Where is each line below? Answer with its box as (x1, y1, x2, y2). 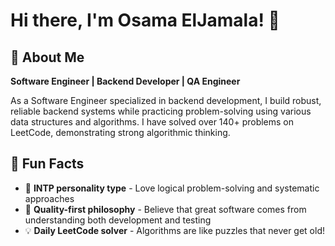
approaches (24, 192, 75, 204)
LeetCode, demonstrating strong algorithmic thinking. (10, 127, 231, 138)
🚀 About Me (10, 49, 85, 66)
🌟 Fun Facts (10, 155, 85, 173)
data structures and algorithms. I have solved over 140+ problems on (10, 116, 295, 128)
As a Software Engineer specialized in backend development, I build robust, (10, 95, 322, 106)
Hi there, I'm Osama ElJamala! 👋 (10, 9, 280, 32)
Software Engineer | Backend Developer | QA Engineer (10, 75, 241, 87)
